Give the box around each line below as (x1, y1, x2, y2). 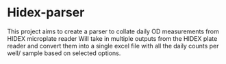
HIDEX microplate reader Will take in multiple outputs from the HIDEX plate (7, 34, 218, 42)
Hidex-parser (7, 5, 85, 20)
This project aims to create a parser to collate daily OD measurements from (7, 27, 219, 35)
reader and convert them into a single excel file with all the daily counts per (7, 42, 219, 50)
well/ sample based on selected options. (7, 49, 121, 57)
